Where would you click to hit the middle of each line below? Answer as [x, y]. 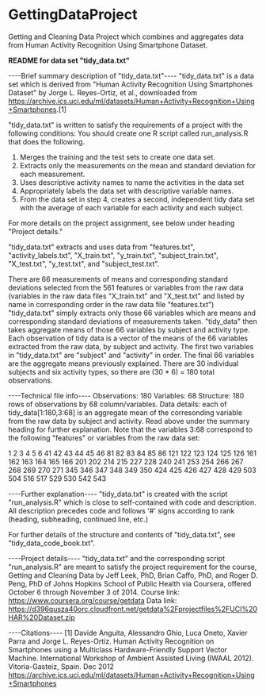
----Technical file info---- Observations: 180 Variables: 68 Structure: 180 [126, 395]
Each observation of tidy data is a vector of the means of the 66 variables [128, 338]
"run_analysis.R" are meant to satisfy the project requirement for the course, [133, 567]
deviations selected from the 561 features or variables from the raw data [126, 287]
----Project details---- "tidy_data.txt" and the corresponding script [117, 558]
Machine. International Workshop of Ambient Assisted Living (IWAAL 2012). [131, 658]
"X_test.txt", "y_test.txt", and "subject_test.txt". [84, 263]
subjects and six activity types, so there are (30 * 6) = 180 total [112, 371]
